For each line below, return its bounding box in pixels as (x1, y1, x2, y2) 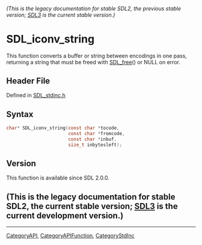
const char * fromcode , (68, 131, 125, 137)
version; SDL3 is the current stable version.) (6, 11, 115, 18)
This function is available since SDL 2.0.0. (6, 174, 110, 181)
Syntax (6, 109, 34, 119)
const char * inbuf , (68, 136, 117, 142)
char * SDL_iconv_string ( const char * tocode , (6, 125, 120, 132)
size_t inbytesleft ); (68, 142, 122, 148)
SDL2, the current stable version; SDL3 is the (6, 201, 179, 211)
